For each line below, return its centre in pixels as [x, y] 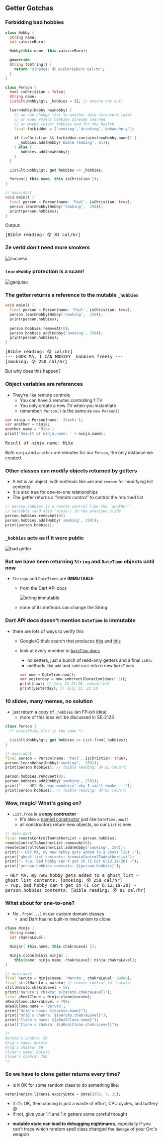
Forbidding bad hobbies [35, 22]
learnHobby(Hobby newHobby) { [41, 110]
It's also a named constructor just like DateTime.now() [74, 819]
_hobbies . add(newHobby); [44, 152]
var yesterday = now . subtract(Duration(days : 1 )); [73, 679]
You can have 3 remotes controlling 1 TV [61, 400]
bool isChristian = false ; [38, 92]
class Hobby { [20, 33]
